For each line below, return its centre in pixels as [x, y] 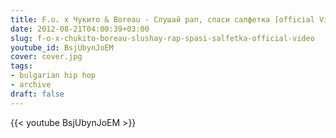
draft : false [37, 94]
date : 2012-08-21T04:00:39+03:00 [80, 29]
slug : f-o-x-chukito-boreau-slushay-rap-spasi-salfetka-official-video [162, 38]
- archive [31, 85]
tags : [21, 66]
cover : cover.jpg [46, 57]
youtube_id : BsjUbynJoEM [62, 47]
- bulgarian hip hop [53, 76]
